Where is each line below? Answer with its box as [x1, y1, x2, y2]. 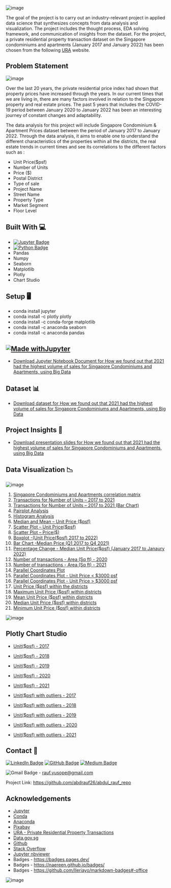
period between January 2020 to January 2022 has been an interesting [11, 107, 162, 113]
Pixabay [13, 824, 30, 830]
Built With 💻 [6, 223, 46, 231]
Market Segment [13, 202, 48, 208]
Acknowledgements [6, 794, 71, 803]
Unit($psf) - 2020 [13, 672, 50, 678]
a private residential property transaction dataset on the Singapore [6, 36, 146, 42]
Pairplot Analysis [13, 508, 49, 514]
